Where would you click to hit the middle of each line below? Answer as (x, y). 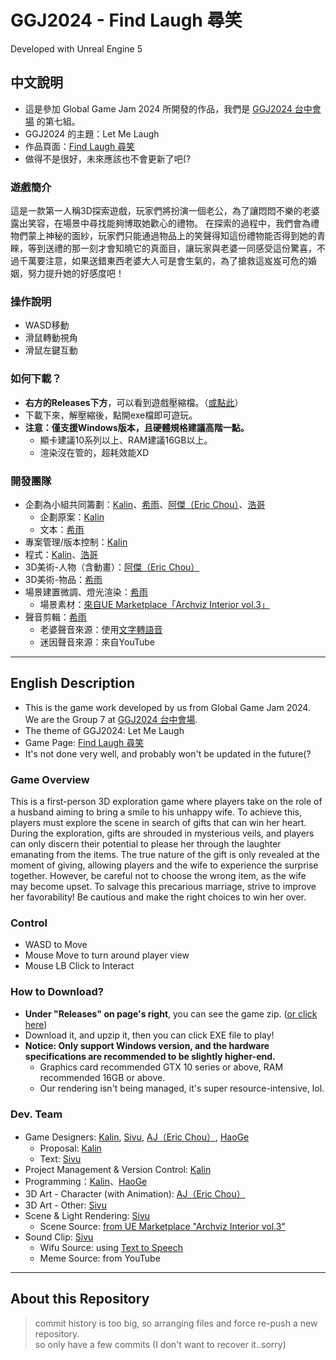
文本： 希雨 (62, 529)
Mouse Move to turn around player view (107, 955)
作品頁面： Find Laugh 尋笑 (80, 146)
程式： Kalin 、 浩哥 (61, 554)
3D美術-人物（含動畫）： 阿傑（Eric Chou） (112, 567)
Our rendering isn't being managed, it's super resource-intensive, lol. (182, 1088)
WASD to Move (56, 945)
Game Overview (50, 779)
